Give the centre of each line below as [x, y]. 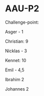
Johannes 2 [17, 89]
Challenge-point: [22, 22]
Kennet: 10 [16, 60]
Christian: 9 [17, 41]
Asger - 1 [14, 32]
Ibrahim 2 [15, 79]
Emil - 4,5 [15, 70]
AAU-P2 [22, 9]
